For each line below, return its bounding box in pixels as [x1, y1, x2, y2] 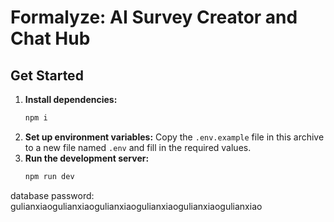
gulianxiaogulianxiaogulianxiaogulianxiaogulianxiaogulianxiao [10, 200, 263, 212]
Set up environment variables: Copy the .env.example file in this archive [24, 131, 325, 143]
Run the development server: [24, 152, 150, 164]
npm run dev [24, 171, 75, 181]
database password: [10, 189, 95, 201]
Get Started [10, 67, 84, 84]
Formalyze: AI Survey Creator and [10, 6, 298, 29]
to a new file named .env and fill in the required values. [24, 141, 252, 153]
